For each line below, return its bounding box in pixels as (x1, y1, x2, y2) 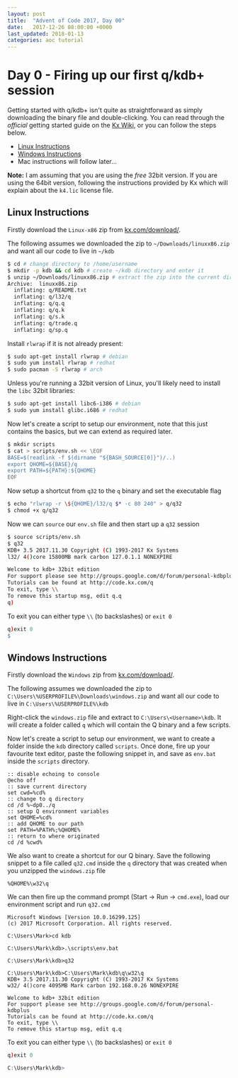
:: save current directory (7, 783, 87, 791)
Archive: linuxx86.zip (7, 280, 78, 287)
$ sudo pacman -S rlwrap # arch (7, 366, 103, 373)
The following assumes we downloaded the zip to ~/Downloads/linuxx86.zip (7, 239, 230, 248)
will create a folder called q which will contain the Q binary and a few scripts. (7, 721, 231, 729)
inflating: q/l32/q (13, 294, 72, 301)
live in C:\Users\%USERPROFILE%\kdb (7, 699, 109, 708)
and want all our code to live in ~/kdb (7, 246, 115, 255)
